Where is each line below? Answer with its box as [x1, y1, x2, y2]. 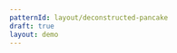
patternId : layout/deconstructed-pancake [9, 13, 169, 22]
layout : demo [9, 30, 59, 39]
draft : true [9, 22, 54, 31]
